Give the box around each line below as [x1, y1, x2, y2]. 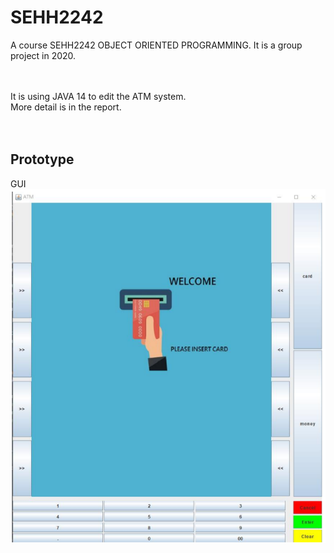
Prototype [10, 151, 75, 168]
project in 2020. [10, 49, 77, 61]
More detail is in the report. [10, 101, 122, 113]
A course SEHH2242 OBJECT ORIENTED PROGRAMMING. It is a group [10, 39, 303, 51]
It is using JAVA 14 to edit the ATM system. [10, 90, 187, 102]
